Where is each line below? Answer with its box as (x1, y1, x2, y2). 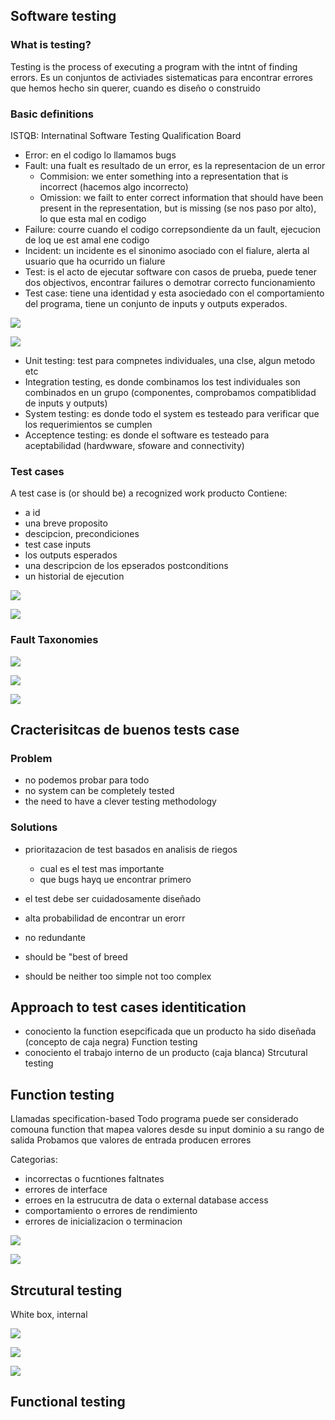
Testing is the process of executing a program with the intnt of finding (10, 60, 298, 73)
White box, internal (10, 1309, 88, 1320)
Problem (10, 751, 53, 765)
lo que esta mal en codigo (39, 212, 147, 224)
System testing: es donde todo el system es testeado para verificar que (24, 407, 320, 419)
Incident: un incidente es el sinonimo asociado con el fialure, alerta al (24, 244, 310, 256)
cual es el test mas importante (39, 862, 165, 874)
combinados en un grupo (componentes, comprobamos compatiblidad (24, 386, 317, 398)
